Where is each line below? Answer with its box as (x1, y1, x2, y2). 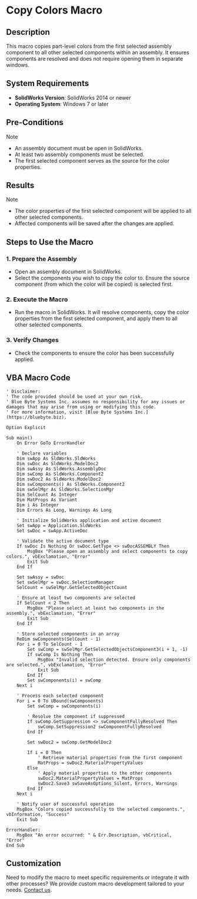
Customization (6, 858, 62, 868)
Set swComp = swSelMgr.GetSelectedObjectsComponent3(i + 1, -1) (27, 646, 188, 652)
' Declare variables (16, 450, 67, 456)
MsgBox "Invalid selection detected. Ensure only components (37, 657, 191, 663)
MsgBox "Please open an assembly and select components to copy (27, 548, 188, 554)
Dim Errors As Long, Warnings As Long (16, 507, 112, 513)
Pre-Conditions (6, 117, 64, 127)
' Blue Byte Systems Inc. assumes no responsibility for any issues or (6, 399, 185, 404)
